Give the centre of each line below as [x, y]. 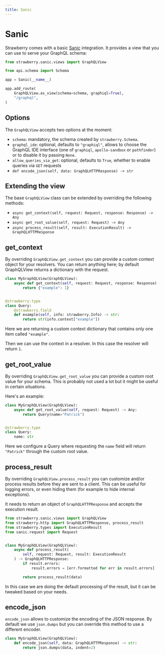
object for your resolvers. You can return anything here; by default [72, 265]
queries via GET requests [37, 165]
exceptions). [18, 494]
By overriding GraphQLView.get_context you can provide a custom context [80, 259]
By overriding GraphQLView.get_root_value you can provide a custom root [79, 376]
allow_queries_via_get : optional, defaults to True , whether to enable [81, 160]
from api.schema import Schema [37, 71]
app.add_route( [21, 89]
